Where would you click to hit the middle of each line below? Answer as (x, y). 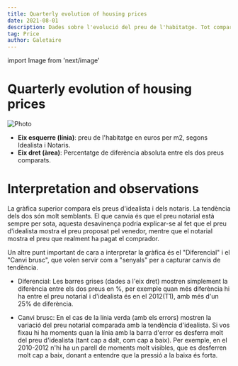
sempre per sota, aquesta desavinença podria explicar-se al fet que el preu (117, 223)
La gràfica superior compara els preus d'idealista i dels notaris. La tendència (119, 209)
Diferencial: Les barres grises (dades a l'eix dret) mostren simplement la (123, 281)
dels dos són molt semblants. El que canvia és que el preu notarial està (111, 216)
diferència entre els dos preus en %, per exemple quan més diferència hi (124, 289)
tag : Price (23, 34)
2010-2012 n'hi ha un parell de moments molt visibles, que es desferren (122, 348)
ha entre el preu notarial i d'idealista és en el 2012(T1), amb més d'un (118, 296)
